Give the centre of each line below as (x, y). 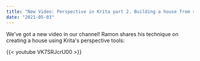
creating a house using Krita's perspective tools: (65, 40)
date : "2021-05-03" (30, 17)
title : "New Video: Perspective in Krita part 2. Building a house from (98, 12)
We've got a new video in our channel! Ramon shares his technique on (92, 34)
